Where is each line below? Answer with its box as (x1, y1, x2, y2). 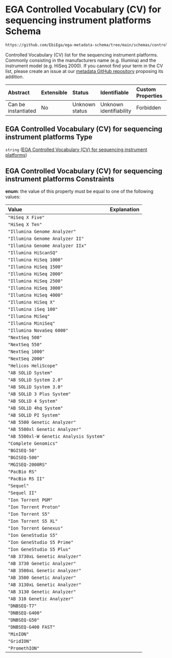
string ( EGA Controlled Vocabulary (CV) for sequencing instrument (5, 146, 147, 153)
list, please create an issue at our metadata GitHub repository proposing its (5, 68, 164, 74)
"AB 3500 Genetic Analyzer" (8, 575, 76, 581)
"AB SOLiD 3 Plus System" (8, 391, 71, 397)
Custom (136, 86, 156, 93)
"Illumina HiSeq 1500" (8, 264, 63, 270)
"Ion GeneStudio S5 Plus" (8, 547, 71, 553)
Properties (136, 92, 163, 99)
